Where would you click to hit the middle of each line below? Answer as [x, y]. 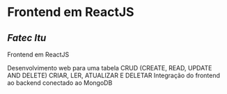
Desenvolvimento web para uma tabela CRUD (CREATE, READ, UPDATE [110, 68]
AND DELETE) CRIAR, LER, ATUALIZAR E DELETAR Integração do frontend [114, 75]
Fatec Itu [27, 38]
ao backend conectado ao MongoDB [60, 83]
